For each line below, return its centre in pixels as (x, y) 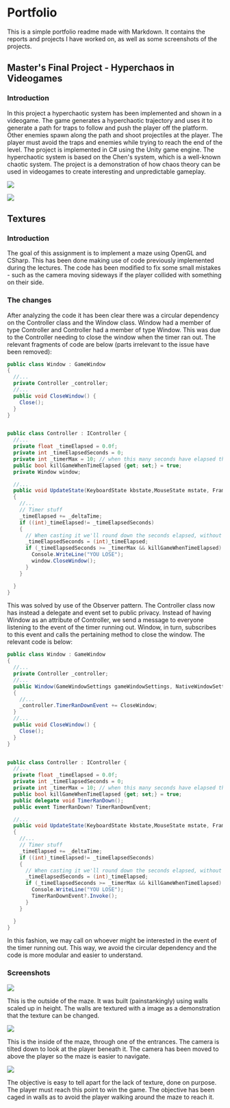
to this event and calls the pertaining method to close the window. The (106, 635)
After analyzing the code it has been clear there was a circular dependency (113, 315)
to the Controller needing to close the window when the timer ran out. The (112, 337)
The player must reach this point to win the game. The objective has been (111, 1089)
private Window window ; (47, 472)
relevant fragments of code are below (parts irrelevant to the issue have (108, 344)
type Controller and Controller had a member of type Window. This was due (114, 330)
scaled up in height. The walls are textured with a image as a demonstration (114, 1008)
